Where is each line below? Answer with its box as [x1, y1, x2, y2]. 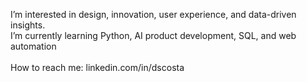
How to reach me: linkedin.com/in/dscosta [10, 62, 185, 73]
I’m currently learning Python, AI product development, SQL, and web [10, 30, 297, 41]
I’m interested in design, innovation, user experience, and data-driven [10, 9, 297, 20]
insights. [10, 19, 46, 31]
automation [10, 40, 57, 52]
